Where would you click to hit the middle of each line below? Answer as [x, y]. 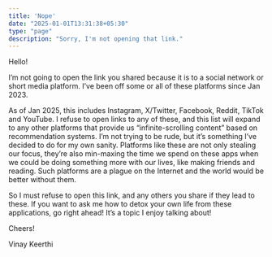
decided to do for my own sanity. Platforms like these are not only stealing [132, 145]
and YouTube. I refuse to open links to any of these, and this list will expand [134, 120]
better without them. [43, 180]
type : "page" [30, 31]
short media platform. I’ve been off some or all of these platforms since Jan [134, 86]
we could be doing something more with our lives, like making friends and [132, 163]
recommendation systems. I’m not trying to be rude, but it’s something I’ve [133, 137]
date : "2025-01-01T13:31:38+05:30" [69, 24]
